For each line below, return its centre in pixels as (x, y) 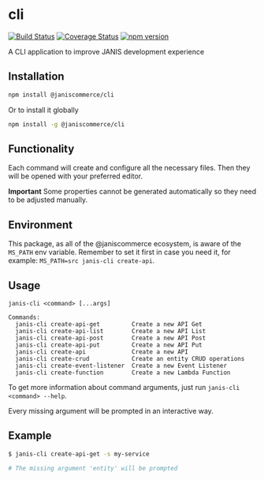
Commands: (24, 317)
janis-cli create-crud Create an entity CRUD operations (130, 358)
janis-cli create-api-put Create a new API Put (109, 345)
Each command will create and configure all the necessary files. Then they (129, 168)
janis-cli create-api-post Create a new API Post (111, 338)
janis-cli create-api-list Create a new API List (111, 331)
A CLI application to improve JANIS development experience (106, 51)
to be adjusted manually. (48, 200)
